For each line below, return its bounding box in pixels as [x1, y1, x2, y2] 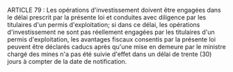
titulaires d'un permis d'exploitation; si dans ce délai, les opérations [7, 21, 200, 28]
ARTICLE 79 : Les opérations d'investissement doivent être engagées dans [7, 6, 221, 14]
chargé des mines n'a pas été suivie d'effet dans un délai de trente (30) [7, 50, 212, 58]
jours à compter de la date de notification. [7, 57, 127, 65]
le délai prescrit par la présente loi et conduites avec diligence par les [7, 13, 207, 21]
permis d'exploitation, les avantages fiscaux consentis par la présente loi [7, 35, 216, 44]
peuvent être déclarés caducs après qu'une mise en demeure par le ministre [7, 43, 226, 51]
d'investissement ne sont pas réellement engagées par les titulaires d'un [7, 28, 215, 36]
